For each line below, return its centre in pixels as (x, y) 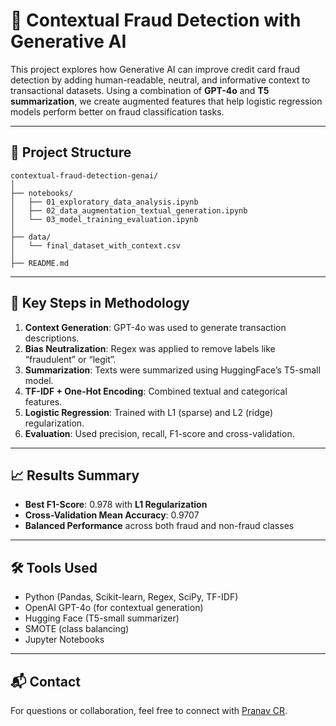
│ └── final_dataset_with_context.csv (96, 245)
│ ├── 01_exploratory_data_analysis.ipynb (104, 202)
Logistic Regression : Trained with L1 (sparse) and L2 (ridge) (149, 412)
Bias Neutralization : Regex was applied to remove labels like (150, 348)
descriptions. (52, 338)
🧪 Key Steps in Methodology (100, 303)
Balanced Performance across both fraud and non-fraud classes (159, 526)
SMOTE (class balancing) (77, 629)
